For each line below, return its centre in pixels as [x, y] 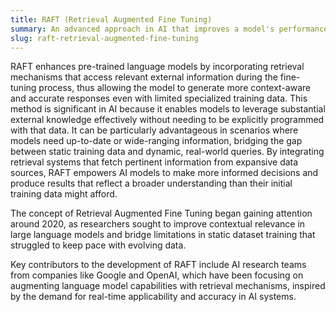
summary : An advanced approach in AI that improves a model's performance [169, 29]
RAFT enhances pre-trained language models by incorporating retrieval [157, 67]
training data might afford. [64, 194]
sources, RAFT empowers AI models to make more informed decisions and [164, 173]
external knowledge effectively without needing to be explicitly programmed [167, 120]
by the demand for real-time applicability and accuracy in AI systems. [153, 297]
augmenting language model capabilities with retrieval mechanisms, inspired [168, 286]
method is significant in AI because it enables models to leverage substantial [168, 109]
